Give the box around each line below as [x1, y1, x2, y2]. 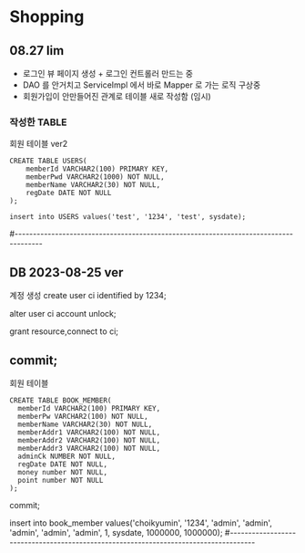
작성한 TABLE [9, 116, 67, 129]
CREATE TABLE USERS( [9, 157, 88, 166]
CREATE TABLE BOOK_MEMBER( [9, 395, 112, 405]
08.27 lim [9, 43, 65, 58]
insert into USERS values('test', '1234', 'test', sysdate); [9, 213, 247, 222]
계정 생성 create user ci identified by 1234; [9, 290, 167, 301]
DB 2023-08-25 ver [9, 265, 124, 280]
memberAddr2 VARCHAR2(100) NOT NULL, [17, 435, 161, 444]
